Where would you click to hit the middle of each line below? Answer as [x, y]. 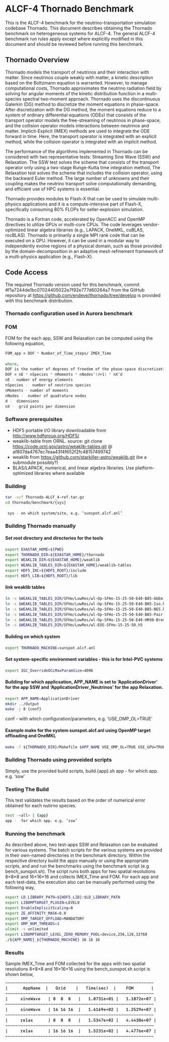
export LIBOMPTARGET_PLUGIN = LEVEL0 [43, 902]
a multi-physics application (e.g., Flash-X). [49, 256]
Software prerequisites [34, 420]
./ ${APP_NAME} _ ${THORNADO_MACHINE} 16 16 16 [53, 940]
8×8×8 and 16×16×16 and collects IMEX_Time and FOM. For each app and [82, 877]
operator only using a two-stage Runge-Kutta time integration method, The [83, 167]
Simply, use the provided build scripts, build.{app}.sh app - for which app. [82, 771]
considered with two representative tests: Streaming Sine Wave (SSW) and [82, 157]
